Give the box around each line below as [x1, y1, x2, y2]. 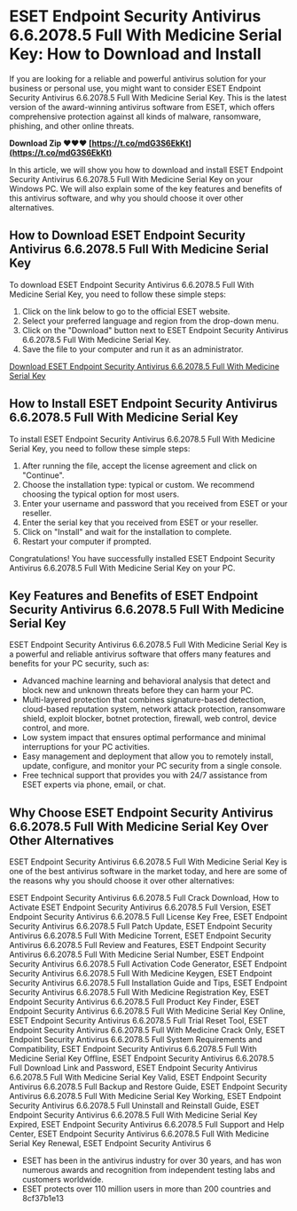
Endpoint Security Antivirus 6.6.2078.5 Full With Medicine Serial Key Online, [9, 1006, 285, 1016]
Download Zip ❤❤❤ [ [9, 138, 92, 148]
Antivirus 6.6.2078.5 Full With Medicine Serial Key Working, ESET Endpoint [9, 1091, 282, 1102]
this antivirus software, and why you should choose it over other [9, 193, 244, 203]
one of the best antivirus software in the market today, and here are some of [9, 866, 288, 877]
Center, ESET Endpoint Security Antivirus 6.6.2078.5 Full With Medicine [9, 1128, 270, 1139]
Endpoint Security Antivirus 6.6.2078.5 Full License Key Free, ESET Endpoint [9, 912, 288, 922]
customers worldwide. [21, 1175, 104, 1185]
